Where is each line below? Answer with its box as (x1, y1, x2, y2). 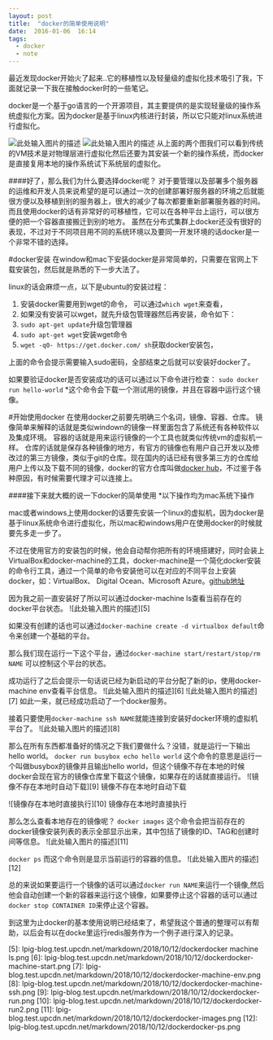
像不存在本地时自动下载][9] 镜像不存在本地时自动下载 (8, 782, 187, 791)
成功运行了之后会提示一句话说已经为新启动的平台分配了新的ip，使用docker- (8, 676, 262, 685)
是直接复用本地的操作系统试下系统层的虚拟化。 (8, 159, 165, 168)
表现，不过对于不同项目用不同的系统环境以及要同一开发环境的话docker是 (8, 227, 253, 236)
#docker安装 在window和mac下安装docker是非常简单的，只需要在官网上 (8, 254, 252, 264)
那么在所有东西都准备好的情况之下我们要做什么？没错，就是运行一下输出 (8, 741, 250, 750)
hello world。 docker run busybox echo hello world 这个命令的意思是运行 (8, 751, 256, 761)
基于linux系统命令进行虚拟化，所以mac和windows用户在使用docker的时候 (8, 518, 256, 528)
